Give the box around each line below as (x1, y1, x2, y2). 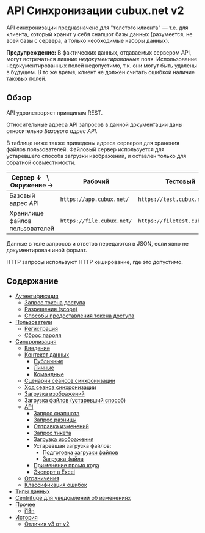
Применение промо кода (33, 461, 99, 469)
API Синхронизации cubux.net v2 (6, 4, 184, 18)
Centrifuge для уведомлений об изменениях (15, 494, 131, 501)
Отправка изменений (33, 422, 90, 429)
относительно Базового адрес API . (6, 127, 98, 135)
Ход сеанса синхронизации (24, 384, 96, 391)
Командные (33, 370, 64, 377)
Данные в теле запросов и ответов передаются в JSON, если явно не (6, 240, 189, 247)
